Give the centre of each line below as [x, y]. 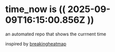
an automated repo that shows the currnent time [56, 34]
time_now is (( [35, 9]
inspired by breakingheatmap [36, 43]
